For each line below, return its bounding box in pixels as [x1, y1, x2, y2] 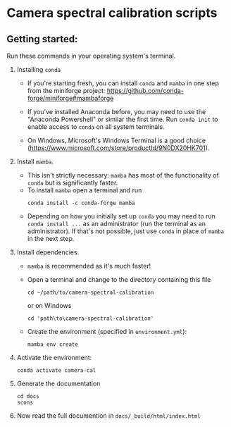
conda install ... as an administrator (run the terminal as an [27, 220, 206, 228]
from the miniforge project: [27, 87, 106, 94]
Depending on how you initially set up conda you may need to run [27, 212, 216, 220]
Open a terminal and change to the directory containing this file [27, 276, 211, 283]
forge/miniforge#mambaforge [27, 94, 114, 102]
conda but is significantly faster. [27, 178, 118, 187]
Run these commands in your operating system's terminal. [6, 51, 176, 60]
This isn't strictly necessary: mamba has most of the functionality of [27, 171, 220, 179]
